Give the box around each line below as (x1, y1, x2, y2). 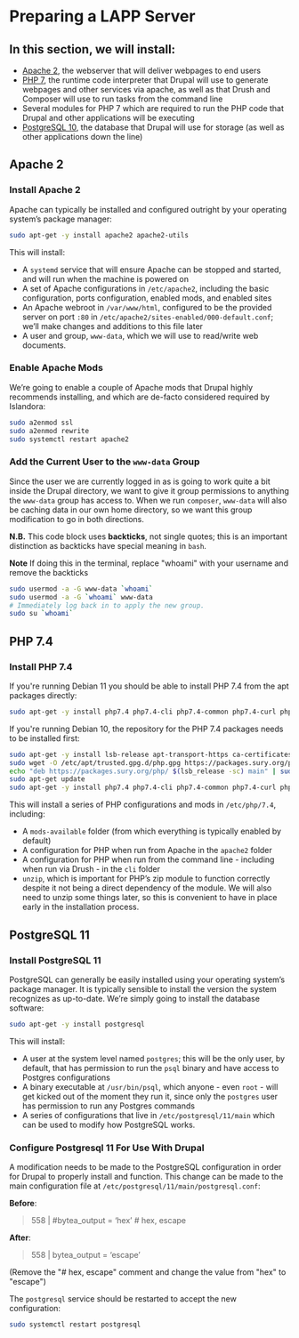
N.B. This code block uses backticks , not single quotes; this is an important (9, 531, 287, 542)
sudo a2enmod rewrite (9, 426, 90, 435)
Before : (9, 1198, 37, 1209)
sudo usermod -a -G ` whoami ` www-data (9, 592, 153, 601)
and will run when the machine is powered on (21, 273, 190, 284)
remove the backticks (9, 567, 89, 577)
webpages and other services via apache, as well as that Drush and (21, 85, 271, 94)
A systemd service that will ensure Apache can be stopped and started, (21, 264, 282, 275)
